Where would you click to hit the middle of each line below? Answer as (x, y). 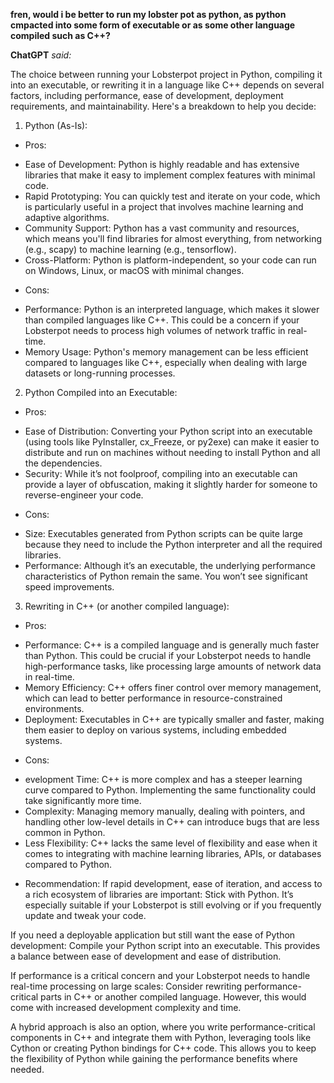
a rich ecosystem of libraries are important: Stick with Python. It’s (159, 894)
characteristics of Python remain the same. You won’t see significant (166, 576)
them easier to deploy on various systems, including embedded (155, 730)
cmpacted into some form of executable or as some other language (153, 25)
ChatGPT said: (41, 55)
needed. (27, 1069)
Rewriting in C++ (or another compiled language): (127, 606)
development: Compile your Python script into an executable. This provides (165, 945)
